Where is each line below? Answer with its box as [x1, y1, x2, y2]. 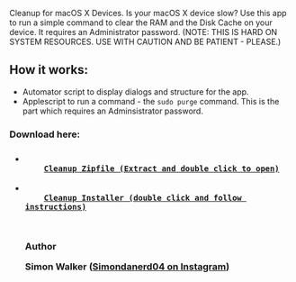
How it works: [9, 62, 88, 77]
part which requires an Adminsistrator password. [22, 105, 204, 116]
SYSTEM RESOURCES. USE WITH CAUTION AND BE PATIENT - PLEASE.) [9, 36, 282, 47]
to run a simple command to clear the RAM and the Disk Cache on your [9, 17, 273, 28]
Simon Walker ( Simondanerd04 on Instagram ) [24, 260, 230, 273]
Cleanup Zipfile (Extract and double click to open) [43, 163, 280, 174]
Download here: [9, 128, 81, 141]
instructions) [24, 202, 87, 212]
